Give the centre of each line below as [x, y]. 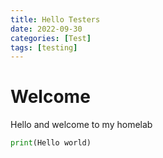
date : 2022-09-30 [46, 29]
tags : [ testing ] [44, 47]
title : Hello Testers [55, 19]
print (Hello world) [51, 143]
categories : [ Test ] [51, 38]
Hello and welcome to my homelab [81, 125]
